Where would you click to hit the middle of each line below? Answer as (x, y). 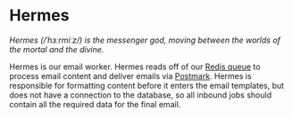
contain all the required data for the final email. (95, 104)
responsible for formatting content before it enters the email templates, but (146, 85)
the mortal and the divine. (57, 49)
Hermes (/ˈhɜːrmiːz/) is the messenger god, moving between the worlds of (145, 40)
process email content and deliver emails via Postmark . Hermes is (130, 75)
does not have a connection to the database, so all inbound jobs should (141, 95)
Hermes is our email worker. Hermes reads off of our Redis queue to (135, 67)
